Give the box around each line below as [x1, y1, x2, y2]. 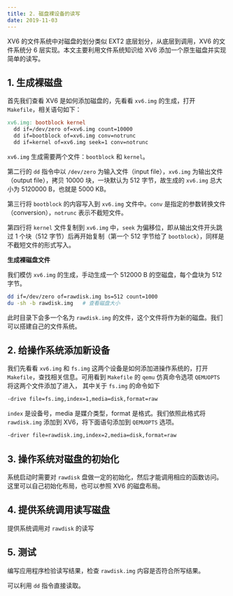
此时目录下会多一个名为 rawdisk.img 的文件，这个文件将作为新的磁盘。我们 [7, 313, 223, 322]
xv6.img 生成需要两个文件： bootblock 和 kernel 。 [7, 152, 149, 161]
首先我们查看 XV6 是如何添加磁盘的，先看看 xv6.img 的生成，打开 [7, 97, 196, 105]
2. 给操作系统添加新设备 [7, 344, 111, 356]
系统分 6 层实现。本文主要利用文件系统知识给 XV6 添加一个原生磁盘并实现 [13, 45, 227, 54]
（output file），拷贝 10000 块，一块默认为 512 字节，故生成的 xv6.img [7, 176, 209, 184]
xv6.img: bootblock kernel [7, 120, 86, 127]
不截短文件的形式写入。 [7, 241, 75, 249]
